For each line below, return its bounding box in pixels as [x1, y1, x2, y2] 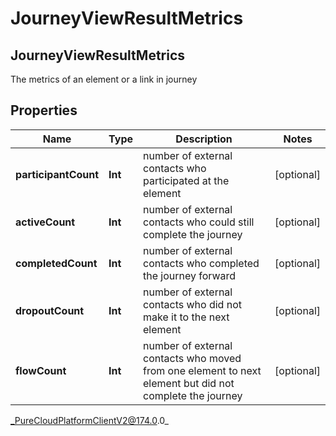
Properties [10, 102, 78, 119]
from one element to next [143, 363, 262, 377]
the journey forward [143, 268, 237, 282]
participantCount [15, 167, 100, 181]
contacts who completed [143, 256, 260, 270]
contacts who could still [143, 215, 255, 229]
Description [175, 132, 233, 146]
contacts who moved [143, 351, 242, 365]
